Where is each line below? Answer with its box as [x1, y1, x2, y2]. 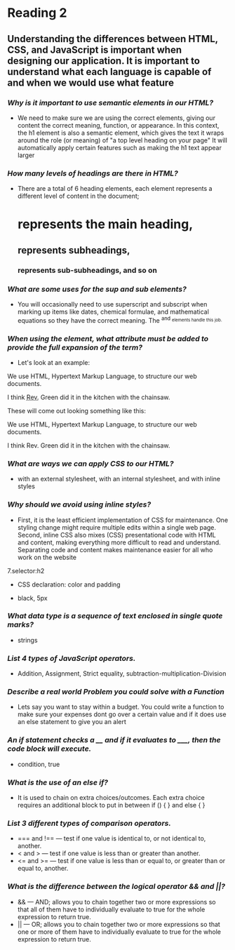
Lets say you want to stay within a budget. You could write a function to [17, 703, 224, 711]
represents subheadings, [17, 244, 130, 256]
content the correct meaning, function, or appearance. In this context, [17, 121, 220, 129]
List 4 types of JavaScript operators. [7, 653, 136, 663]
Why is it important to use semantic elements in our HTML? [7, 98, 214, 107]
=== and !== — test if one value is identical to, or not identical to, [17, 834, 206, 843]
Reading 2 [7, 5, 67, 21]
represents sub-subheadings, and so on [17, 265, 158, 275]
